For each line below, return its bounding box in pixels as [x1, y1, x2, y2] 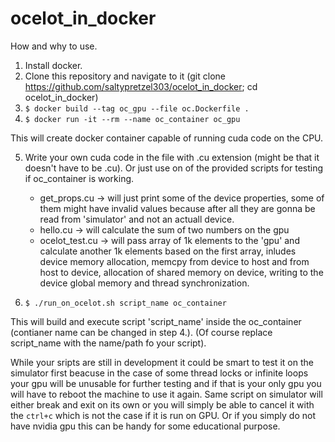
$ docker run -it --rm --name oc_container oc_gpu [24, 114, 241, 124]
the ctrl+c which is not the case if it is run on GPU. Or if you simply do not [10, 409, 317, 421]
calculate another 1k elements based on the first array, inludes [39, 245, 297, 257]
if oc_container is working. [24, 172, 135, 184]
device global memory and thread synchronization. [39, 277, 250, 289]
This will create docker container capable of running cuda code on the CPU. [10, 132, 324, 144]
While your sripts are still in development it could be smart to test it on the [10, 356, 314, 368]
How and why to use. [10, 40, 98, 52]
